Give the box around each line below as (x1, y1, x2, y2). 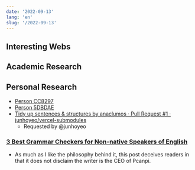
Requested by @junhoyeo (23, 123, 87, 130)
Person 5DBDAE (14, 104, 54, 111)
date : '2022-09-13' (6, 8, 54, 15)
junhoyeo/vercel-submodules (14, 116, 87, 123)
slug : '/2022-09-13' (6, 20, 57, 25)
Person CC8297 (14, 97, 54, 104)
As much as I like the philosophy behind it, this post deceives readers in (14, 151, 190, 158)
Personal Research (6, 82, 77, 92)
